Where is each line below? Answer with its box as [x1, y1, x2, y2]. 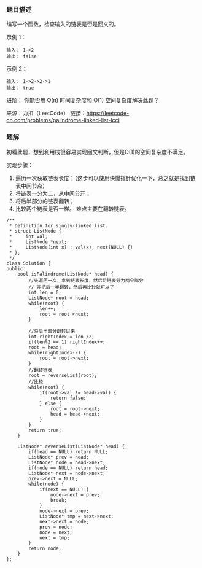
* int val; [9, 233, 48, 239]
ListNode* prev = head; [28, 454, 89, 460]
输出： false [6, 53, 37, 60]
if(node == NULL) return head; [28, 465, 109, 471]
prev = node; [39, 524, 72, 530]
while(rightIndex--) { [28, 349, 87, 356]
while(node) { [28, 481, 64, 487]
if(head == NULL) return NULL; [28, 448, 109, 455]
